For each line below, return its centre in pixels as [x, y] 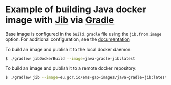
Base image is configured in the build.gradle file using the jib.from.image [83, 34]
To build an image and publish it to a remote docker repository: [71, 68]
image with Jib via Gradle [60, 20]
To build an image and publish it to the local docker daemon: [69, 49]
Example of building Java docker [76, 9]
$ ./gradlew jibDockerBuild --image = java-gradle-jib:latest [70, 58]
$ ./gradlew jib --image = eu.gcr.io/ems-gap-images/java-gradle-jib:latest [86, 77]
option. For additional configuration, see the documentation [67, 39]
